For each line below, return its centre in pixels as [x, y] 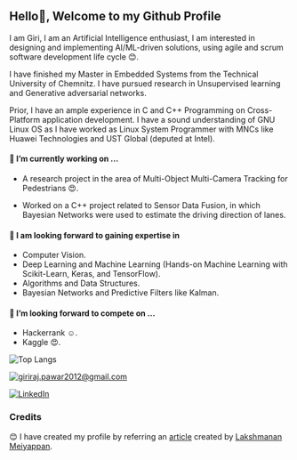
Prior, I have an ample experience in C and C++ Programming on [128, 110]
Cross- [260, 110]
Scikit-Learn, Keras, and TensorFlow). [91, 274]
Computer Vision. [54, 255]
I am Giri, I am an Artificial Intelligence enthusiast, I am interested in [132, 37]
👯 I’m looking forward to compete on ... [82, 313]
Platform [25, 119]
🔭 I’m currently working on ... [64, 159]
